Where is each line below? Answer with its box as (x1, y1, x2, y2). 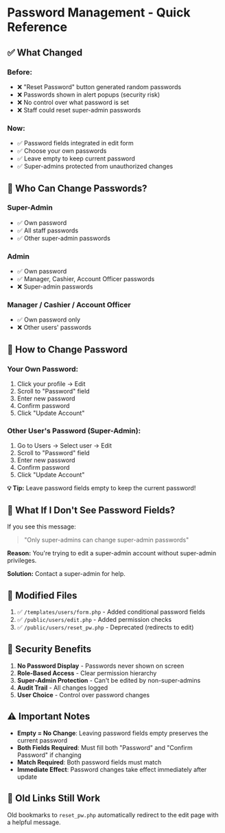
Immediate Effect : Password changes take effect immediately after (16, 765, 207, 773)
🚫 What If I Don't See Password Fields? (7, 504, 176, 516)
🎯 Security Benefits (7, 643, 92, 655)
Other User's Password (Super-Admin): (7, 426, 141, 436)
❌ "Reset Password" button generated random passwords (16, 82, 182, 90)
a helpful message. (7, 818, 61, 826)
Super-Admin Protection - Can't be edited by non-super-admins (16, 676, 201, 684)
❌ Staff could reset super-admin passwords (16, 106, 141, 114)
